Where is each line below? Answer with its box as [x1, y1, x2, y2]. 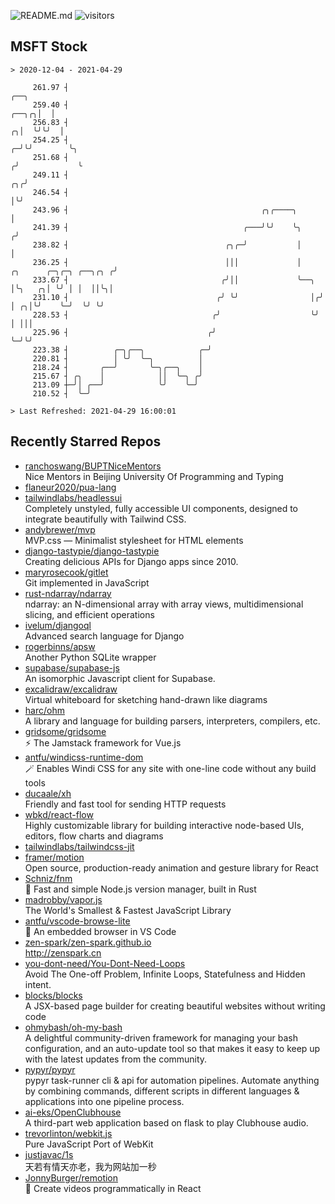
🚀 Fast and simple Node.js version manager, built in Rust [24, 883, 257, 895]
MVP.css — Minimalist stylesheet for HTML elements [24, 534, 244, 546]
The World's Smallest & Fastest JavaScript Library [24, 904, 232, 916]
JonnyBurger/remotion [24, 1171, 119, 1184]
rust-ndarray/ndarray [24, 587, 112, 599]
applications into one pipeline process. [24, 1095, 185, 1107]
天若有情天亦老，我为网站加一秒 [24, 1160, 157, 1172]
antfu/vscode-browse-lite [24, 915, 131, 927]
